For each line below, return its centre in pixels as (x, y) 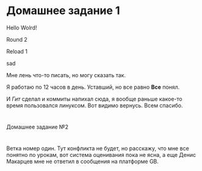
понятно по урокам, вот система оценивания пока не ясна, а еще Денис (101, 155)
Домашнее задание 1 (63, 11)
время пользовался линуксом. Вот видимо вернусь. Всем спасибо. (95, 105)
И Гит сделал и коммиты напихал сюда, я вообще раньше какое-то (94, 99)
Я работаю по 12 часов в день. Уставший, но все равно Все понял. (93, 87)
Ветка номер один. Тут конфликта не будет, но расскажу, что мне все (98, 148)
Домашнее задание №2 (38, 127)
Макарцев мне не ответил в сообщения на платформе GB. (82, 161)
